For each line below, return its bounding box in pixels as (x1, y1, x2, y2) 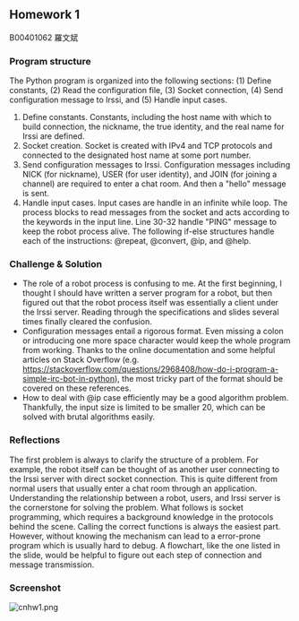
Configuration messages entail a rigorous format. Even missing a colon (21, 326, 284, 337)
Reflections (9, 434, 61, 446)
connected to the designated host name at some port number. (21, 150, 252, 160)
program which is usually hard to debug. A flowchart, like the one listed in (9, 539, 280, 550)
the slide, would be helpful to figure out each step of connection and (9, 549, 262, 560)
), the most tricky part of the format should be (114, 374, 284, 384)
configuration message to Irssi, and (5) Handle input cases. (9, 94, 228, 106)
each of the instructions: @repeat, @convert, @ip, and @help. (21, 236, 252, 246)
